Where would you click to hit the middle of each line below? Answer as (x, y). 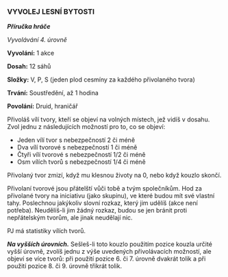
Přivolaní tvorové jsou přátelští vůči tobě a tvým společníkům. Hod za (104, 189)
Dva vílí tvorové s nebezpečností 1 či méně (77, 147)
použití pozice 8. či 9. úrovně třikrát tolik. (64, 266)
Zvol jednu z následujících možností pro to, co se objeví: (86, 127)
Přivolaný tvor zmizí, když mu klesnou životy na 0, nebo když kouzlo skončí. (114, 176)
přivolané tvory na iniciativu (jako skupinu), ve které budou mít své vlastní (111, 196)
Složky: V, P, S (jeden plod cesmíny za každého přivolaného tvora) (101, 80)
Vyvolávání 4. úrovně (37, 40)
